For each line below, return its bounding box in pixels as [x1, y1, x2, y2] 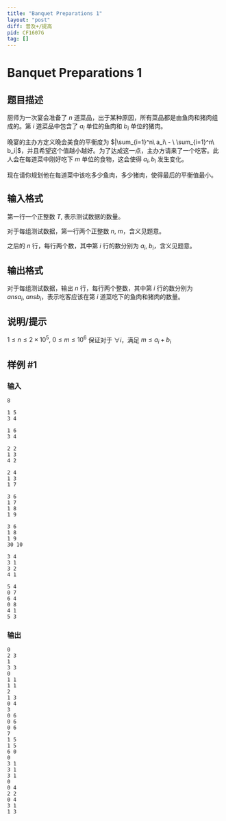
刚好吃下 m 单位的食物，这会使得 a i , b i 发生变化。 [49, 155, 188, 165]
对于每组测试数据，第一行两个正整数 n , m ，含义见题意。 [7, 227, 166, 235]
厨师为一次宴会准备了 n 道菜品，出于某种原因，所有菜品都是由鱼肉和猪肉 [7, 114, 212, 122]
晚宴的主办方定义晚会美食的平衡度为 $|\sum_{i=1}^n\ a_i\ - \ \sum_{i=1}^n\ [7, 138, 214, 146]
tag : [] [7, 36, 29, 43]
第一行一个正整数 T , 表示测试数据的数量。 [7, 212, 125, 220]
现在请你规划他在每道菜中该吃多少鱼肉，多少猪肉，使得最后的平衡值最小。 [7, 171, 217, 179]
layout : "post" [7, 16, 51, 23]
